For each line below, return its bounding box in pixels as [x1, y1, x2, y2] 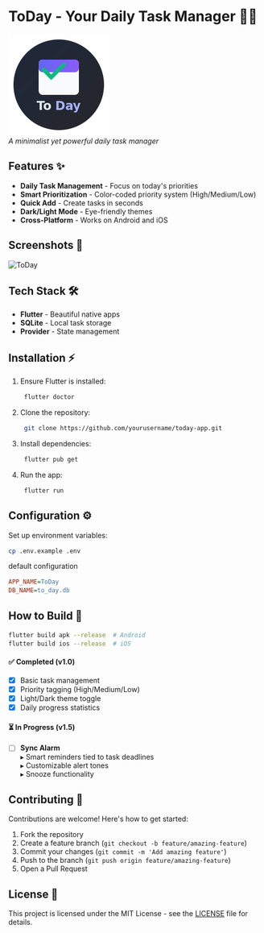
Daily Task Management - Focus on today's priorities [19, 180, 199, 190]
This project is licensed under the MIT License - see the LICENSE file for [8, 909, 248, 918]
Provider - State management [19, 326, 120, 337]
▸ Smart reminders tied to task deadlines [19, 753, 155, 762]
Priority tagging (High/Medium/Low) [19, 684, 141, 694]
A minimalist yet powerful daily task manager [8, 136, 159, 146]
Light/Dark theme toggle [19, 694, 101, 703]
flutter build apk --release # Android [8, 631, 146, 639]
